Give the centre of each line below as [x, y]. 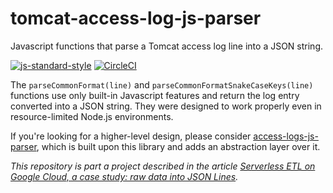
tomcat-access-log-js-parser [136, 18]
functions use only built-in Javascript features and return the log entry [155, 95]
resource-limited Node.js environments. [92, 116]
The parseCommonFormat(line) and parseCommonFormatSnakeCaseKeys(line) [162, 84]
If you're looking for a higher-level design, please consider [131, 136]
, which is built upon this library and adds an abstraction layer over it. [178, 146]
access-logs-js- [286, 136]
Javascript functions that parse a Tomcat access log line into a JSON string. [167, 46]
